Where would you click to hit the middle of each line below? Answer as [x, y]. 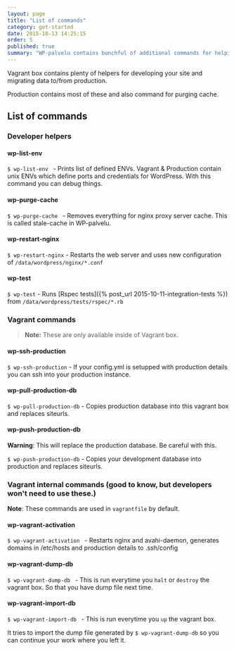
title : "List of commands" [47, 20]
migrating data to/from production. [57, 80]
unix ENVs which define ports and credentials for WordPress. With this [109, 176]
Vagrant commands [41, 320]
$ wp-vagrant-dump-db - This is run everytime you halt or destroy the [109, 580]
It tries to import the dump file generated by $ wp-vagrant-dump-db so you [113, 632]
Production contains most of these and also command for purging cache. [113, 94]
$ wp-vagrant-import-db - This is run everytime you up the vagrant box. [112, 619]
